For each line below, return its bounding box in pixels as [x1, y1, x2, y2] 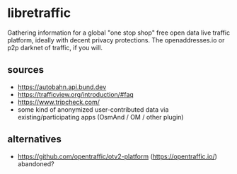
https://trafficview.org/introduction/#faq [17, 90, 134, 98]
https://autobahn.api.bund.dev [17, 83, 107, 91]
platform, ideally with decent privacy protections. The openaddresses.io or [7, 35, 225, 44]
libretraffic [7, 5, 71, 21]
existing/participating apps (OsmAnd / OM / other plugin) [17, 112, 184, 121]
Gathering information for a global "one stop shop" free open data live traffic [7, 28, 231, 37]
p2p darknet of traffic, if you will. [7, 43, 103, 52]
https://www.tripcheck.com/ [17, 98, 100, 106]
